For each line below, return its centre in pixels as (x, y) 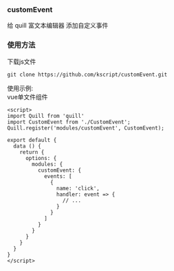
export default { (32, 140)
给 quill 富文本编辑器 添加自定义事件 (58, 26)
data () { (27, 146)
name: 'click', (78, 188)
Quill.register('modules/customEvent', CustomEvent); (86, 128)
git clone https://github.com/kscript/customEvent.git (87, 74)
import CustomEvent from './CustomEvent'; (69, 122)
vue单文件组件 (28, 97)
